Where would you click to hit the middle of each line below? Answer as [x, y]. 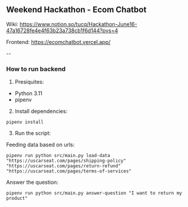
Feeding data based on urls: [40, 145]
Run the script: [33, 133]
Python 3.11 [29, 93]
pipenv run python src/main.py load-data [58, 156]
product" [17, 199]
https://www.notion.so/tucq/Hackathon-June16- [79, 24]
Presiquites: [29, 82]
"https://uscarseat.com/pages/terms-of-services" [69, 171]
